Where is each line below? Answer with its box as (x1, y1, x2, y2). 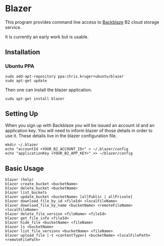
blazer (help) (5, 177, 34, 182)
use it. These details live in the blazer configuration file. (5, 133, 117, 139)
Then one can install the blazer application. (5, 87, 92, 93)
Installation (5, 48, 40, 56)
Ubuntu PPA (5, 63, 34, 70)
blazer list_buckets (5, 190, 48, 195)
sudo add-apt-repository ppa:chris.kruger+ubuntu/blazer (5, 74, 124, 79)
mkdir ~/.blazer (5, 143, 38, 148)
